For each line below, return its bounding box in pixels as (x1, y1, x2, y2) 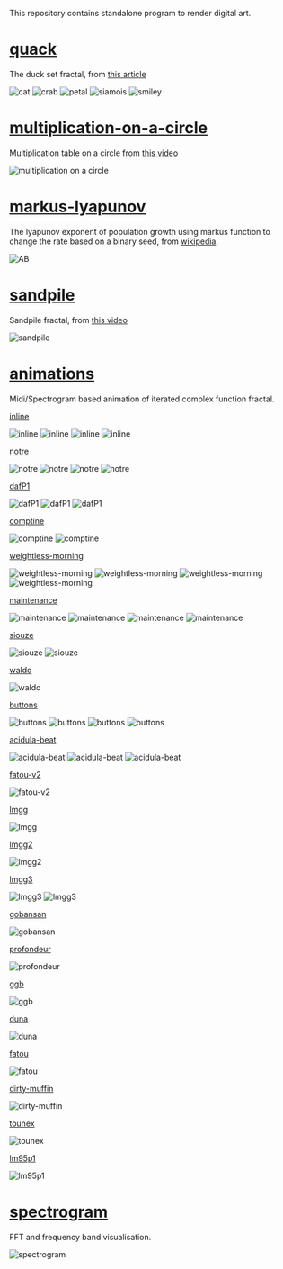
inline (9, 410, 30, 421)
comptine (9, 515, 45, 526)
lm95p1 (9, 1152, 36, 1164)
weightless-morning (9, 550, 84, 561)
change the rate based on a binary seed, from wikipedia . (9, 236, 218, 247)
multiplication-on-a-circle (9, 118, 208, 139)
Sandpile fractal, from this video (9, 314, 128, 325)
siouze (9, 629, 34, 640)
